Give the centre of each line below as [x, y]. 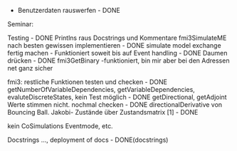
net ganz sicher [30, 68]
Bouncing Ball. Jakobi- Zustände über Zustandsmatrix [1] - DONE [103, 112]
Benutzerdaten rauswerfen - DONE [69, 10]
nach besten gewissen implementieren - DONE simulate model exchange [115, 45]
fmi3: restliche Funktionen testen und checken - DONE [88, 82]
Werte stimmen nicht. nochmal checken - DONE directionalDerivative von [115, 105]
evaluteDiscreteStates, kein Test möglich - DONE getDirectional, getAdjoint [117, 97]
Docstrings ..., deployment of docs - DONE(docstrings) [88, 140]
